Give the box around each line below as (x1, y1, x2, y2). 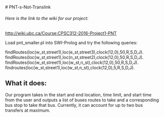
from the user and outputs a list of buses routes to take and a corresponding (5, 97, 159, 103)
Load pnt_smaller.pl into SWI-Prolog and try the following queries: (5, 40, 138, 46)
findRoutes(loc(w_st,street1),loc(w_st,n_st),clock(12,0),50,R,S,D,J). (5, 59, 139, 65)
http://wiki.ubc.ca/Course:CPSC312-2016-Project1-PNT (5, 30, 117, 36)
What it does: (5, 79, 47, 87)
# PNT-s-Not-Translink (5, 4, 51, 10)
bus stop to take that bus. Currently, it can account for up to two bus (5, 102, 143, 108)
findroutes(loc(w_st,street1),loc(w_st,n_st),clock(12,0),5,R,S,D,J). (5, 65, 135, 71)
